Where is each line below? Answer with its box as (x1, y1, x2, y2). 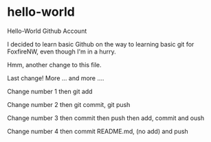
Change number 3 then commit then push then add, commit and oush (7, 114, 205, 122)
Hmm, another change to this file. (7, 60, 102, 69)
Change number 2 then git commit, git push (7, 100, 131, 108)
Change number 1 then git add (7, 87, 93, 95)
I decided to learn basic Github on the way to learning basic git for (7, 40, 195, 48)
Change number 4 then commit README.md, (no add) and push (7, 127, 189, 135)
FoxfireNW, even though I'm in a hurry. (7, 47, 117, 56)
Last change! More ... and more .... (7, 73, 104, 82)
